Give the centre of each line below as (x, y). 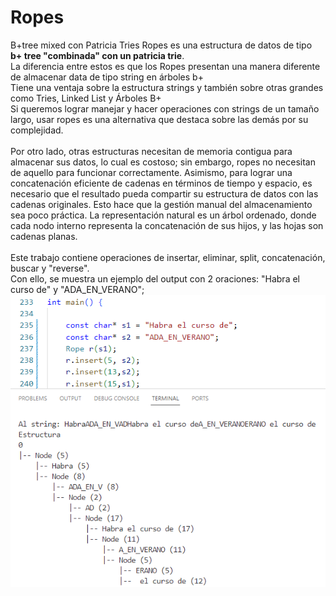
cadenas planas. (44, 236)
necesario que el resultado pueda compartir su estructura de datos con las (164, 193)
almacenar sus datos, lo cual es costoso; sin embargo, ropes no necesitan (163, 162)
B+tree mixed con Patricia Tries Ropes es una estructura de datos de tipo (161, 45)
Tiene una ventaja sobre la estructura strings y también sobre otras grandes (167, 87)
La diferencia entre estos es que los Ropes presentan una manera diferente (165, 66)
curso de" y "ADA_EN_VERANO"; (77, 289)
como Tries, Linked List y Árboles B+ (86, 98)
